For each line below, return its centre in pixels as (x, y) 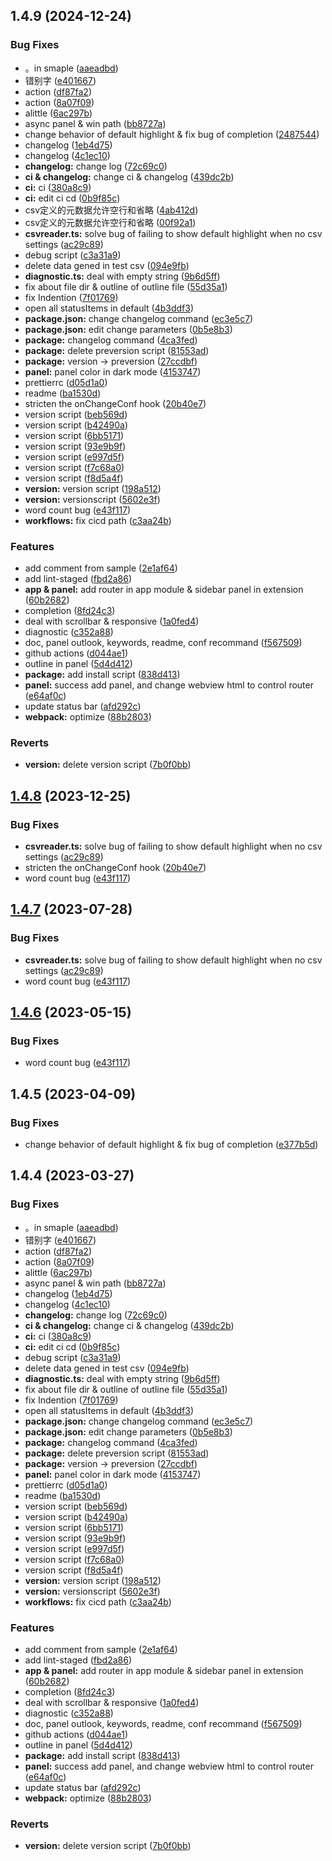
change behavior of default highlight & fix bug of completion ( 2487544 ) (172, 134)
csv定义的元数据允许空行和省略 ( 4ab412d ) (111, 210)
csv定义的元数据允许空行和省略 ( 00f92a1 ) (110, 222)
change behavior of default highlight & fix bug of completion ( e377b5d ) (171, 1145)
